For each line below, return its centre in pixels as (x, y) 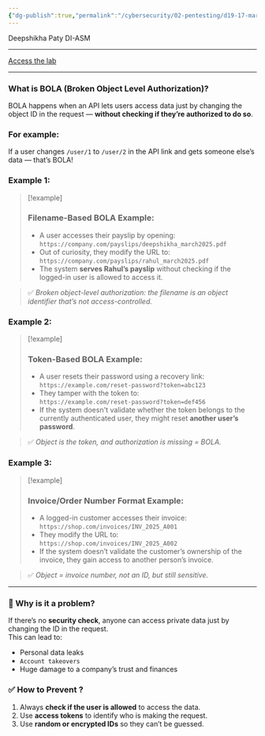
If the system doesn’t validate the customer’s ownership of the (140, 551)
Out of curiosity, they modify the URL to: (105, 252)
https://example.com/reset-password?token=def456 (123, 402)
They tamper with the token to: (89, 393)
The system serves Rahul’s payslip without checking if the (135, 268)
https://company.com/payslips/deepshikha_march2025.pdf (133, 244)
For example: (34, 134)
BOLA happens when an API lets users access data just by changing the (125, 105)
